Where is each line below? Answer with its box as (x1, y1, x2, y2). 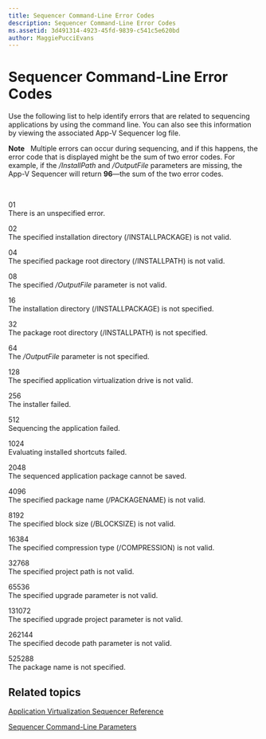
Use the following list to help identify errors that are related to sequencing (8, 111, 251, 121)
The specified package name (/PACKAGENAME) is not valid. (8, 495, 205, 505)
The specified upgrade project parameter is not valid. (8, 615, 183, 624)
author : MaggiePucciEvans (8, 33, 94, 42)
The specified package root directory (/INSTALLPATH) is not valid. (8, 256, 225, 266)
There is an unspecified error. (8, 209, 106, 218)
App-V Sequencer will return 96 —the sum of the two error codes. (8, 169, 224, 179)
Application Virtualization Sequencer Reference (8, 706, 164, 716)
